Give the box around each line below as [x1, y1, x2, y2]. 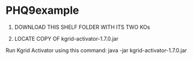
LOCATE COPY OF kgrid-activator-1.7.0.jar [14, 35, 118, 42]
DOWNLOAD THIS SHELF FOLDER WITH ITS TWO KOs [14, 23, 150, 31]
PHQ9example [5, 4, 79, 17]
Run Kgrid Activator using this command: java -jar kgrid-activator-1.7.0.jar [5, 46, 187, 54]
